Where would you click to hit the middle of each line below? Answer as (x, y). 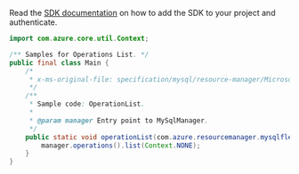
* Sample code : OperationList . (87, 104)
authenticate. (33, 22)
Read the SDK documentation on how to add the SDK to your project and (142, 13)
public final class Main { (59, 63)
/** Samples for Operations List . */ (79, 54)
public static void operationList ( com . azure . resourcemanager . (143, 137)
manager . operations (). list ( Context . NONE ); (121, 146)
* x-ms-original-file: (71, 79)
